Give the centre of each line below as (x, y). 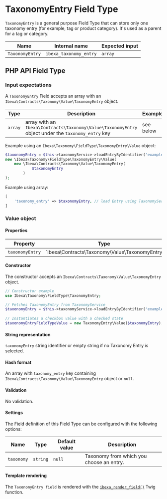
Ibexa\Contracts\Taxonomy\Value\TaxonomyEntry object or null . (70, 379)
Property (24, 244)
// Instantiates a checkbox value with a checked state (64, 319)
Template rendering (26, 476)
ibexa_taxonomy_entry (71, 54)
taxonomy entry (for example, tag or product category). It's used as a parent (83, 28)
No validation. (19, 401)
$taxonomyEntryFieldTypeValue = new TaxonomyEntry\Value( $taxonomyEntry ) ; (84, 323)
